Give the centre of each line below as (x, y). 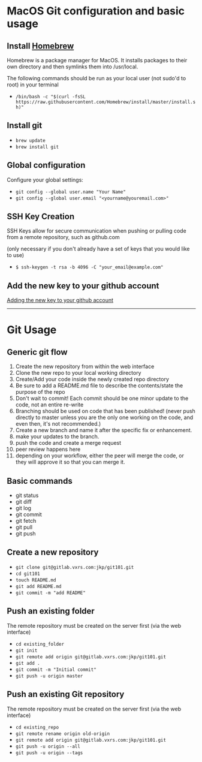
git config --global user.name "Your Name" (71, 192)
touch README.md (36, 580)
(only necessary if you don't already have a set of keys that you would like (98, 249)
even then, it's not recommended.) (58, 424)
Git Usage (32, 330)
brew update (30, 140)
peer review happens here (48, 449)
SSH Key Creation (40, 217)
